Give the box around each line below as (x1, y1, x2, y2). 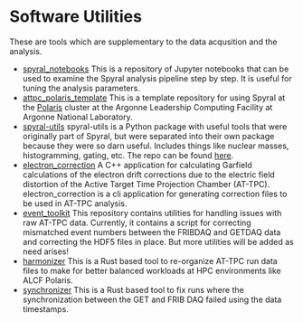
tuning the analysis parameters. (22, 82, 140, 93)
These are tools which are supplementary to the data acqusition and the (9, 36, 278, 47)
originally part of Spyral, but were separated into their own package (22, 130, 275, 141)
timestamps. (22, 303, 70, 314)
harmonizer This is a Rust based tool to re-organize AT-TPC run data (22, 255, 278, 266)
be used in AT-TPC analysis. (22, 197, 128, 209)
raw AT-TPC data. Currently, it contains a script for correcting (22, 217, 251, 228)
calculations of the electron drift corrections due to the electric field (22, 169, 276, 180)
